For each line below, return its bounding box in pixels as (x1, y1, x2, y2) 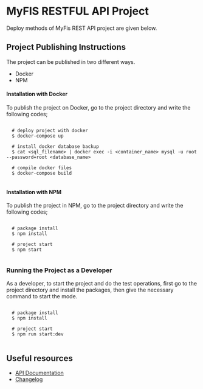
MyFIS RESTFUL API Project (6, 4, 149, 18)
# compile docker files (12, 164, 72, 171)
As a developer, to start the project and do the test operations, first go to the (6, 280, 198, 287)
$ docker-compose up (12, 133, 64, 139)
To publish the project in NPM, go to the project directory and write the (6, 202, 184, 209)
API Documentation (15, 370, 64, 377)
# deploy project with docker (12, 127, 88, 133)
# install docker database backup (12, 143, 99, 150)
